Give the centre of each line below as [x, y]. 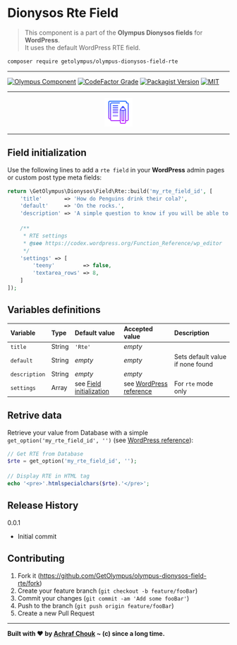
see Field [88, 384]
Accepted [138, 329]
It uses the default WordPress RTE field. [83, 47]
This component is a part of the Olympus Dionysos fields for [114, 32]
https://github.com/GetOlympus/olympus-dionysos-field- [123, 575]
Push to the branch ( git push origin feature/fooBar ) [96, 605]
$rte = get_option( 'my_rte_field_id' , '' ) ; [72, 461]
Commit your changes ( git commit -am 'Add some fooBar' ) [103, 598]
